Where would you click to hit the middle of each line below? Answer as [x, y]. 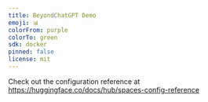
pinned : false [31, 52]
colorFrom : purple [38, 30]
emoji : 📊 [24, 23]
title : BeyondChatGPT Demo [52, 15]
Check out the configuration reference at [74, 81]
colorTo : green [33, 37]
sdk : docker [27, 45]
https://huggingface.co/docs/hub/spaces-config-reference [104, 89]
